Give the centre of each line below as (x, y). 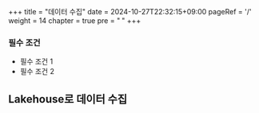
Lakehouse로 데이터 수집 (68, 99)
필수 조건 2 (37, 72)
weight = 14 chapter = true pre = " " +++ (75, 21)
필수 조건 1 (36, 61)
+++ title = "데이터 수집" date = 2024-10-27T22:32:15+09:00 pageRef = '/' (130, 12)
